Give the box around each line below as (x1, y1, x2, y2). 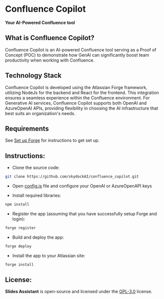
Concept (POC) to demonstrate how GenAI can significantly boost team (5, 52, 149, 58)
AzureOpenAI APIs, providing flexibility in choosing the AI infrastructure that (5, 105, 158, 111)
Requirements (5, 124, 49, 133)
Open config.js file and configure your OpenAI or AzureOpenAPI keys (12, 183, 152, 189)
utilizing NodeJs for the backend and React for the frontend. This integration (5, 90, 159, 95)
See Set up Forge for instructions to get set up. (5, 138, 100, 143)
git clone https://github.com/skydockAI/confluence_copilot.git (5, 174, 139, 179)
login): (12, 216, 25, 222)
